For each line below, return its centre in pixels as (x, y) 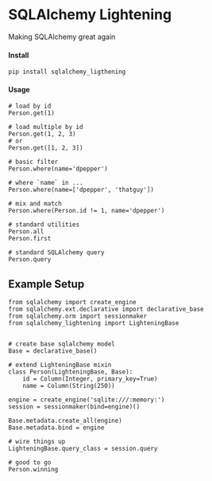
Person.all (26, 232)
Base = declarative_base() (53, 351)
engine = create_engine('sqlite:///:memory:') (87, 400)
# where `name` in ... (46, 183)
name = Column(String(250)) (69, 386)
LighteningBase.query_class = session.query (83, 449)
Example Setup (46, 284)
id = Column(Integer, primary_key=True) (90, 379)
